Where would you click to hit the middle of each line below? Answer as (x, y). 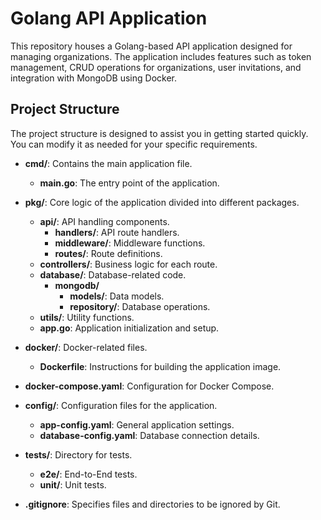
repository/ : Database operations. (140, 306)
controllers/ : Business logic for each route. (128, 264)
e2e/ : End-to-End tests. (88, 474)
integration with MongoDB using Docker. (94, 78)
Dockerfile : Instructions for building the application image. (160, 366)
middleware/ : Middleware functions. (130, 243)
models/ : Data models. (117, 296)
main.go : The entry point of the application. (129, 183)
